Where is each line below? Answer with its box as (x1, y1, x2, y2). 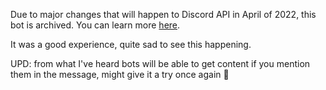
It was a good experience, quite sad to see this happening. (10, 39, 252, 50)
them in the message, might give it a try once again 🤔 (10, 69, 230, 80)
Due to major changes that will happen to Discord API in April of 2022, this (10, 9, 317, 20)
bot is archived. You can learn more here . (10, 19, 181, 31)
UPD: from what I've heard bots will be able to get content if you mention (10, 58, 311, 69)
